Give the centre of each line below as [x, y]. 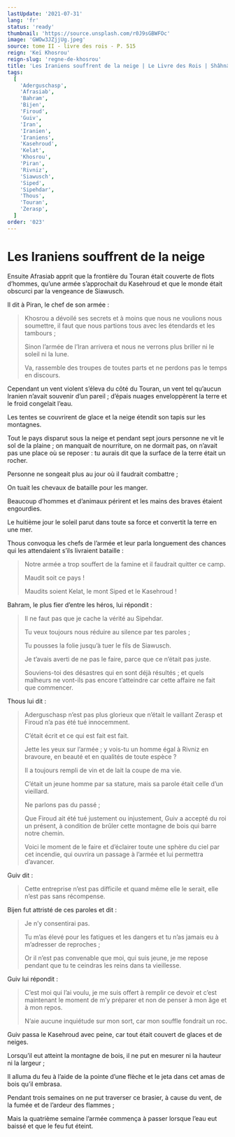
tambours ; [40, 333]
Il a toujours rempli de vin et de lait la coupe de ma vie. [103, 770]
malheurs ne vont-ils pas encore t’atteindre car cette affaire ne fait [120, 680]
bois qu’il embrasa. [35, 1084]
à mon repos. [43, 1007]
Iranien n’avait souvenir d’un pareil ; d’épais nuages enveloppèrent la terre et [117, 396]
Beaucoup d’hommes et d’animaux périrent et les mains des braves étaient [115, 501]
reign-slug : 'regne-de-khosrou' [54, 60]
